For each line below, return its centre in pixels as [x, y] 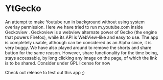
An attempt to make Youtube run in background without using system [75, 22]
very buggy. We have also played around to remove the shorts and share [78, 48]
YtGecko [23, 8]
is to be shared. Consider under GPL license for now [58, 63]
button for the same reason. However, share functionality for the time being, [81, 53]
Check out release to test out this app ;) [45, 72]
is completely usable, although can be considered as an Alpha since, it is [78, 42]
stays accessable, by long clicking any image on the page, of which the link [81, 58]
